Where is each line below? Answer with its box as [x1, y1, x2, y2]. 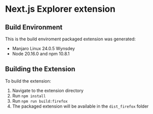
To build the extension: [5, 78, 51, 84]
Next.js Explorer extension [5, 3, 116, 15]
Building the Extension [5, 65, 76, 73]
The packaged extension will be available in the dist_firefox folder [12, 103, 149, 109]
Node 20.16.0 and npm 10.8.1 [12, 51, 70, 57]
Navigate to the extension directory [12, 87, 84, 93]
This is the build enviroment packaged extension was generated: [5, 36, 136, 42]
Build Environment [5, 23, 63, 31]
